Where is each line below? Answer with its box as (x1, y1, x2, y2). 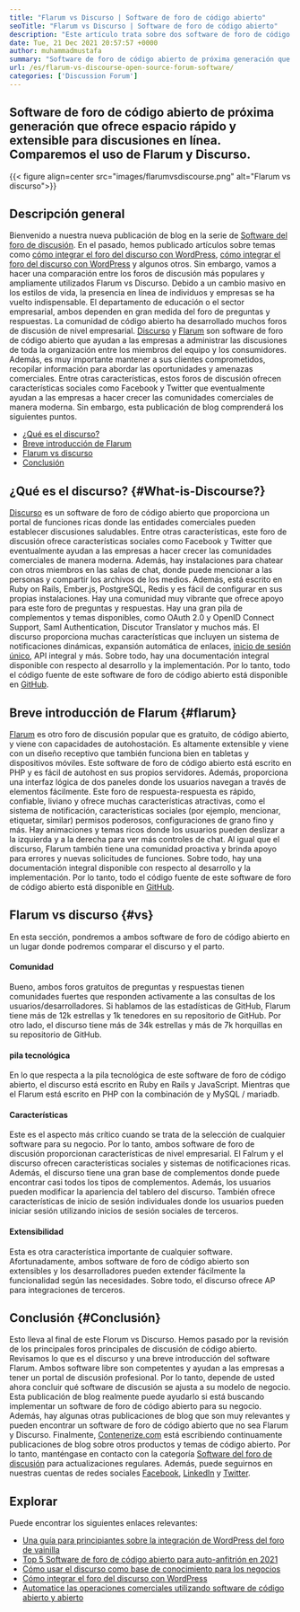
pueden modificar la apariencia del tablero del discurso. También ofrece (9, 1186, 276, 1197)
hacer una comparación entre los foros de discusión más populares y (9, 269, 265, 279)
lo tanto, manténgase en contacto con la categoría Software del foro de (9, 1449, 273, 1459)
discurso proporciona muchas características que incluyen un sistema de (9, 631, 280, 642)
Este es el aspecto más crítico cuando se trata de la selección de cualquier (9, 1129, 286, 1141)
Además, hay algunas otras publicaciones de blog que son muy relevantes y (9, 1411, 291, 1422)
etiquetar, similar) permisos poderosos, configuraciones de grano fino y (9, 815, 275, 825)
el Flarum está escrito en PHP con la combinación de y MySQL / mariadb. (9, 1088, 280, 1100)
